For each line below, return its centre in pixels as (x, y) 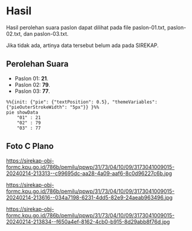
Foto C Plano (30, 146)
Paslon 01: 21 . (31, 78)
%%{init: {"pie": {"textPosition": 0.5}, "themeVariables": (82, 102)
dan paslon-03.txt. (46, 33)
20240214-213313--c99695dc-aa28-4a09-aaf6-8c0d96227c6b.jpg (89, 173)
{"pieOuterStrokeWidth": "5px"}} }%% (53, 107)
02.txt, (14, 33)
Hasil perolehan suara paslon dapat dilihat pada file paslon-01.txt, (86, 27)
